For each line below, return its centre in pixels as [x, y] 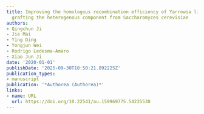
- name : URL [21, 96]
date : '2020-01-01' [31, 62]
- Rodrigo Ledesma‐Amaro [38, 51]
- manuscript [23, 79]
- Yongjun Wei [24, 46]
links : [15, 90]
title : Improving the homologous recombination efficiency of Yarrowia [99, 12]
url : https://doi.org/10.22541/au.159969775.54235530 [81, 101]
